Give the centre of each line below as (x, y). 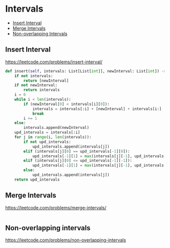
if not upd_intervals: (47, 142)
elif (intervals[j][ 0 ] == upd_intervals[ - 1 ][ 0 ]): (77, 151)
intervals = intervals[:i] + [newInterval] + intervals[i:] (97, 109)
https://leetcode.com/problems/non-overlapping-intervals (66, 240)
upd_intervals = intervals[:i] (47, 132)
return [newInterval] (46, 81)
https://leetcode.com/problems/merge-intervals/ (56, 207)
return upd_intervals (37, 180)
